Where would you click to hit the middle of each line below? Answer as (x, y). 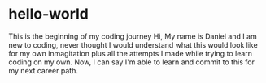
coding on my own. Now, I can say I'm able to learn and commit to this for (131, 62)
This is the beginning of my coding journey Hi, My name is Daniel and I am (133, 36)
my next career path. (44, 70)
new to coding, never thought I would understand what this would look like (133, 44)
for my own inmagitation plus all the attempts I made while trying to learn (130, 53)
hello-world (49, 14)
